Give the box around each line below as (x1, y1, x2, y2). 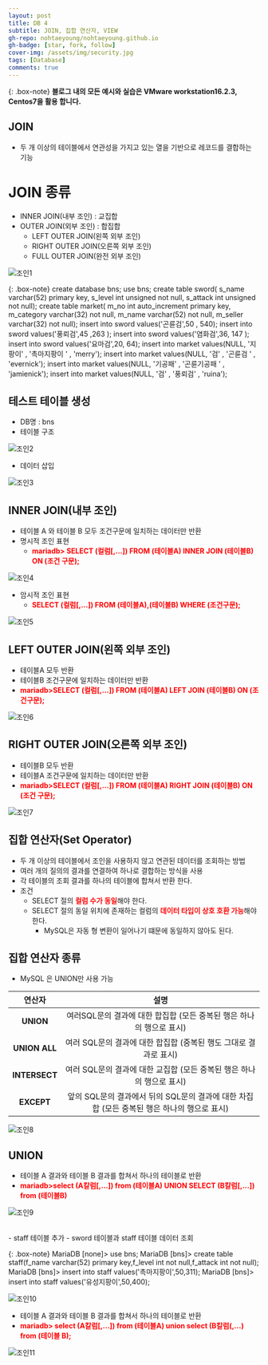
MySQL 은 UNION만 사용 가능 (19, 974, 114, 983)
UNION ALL (13, 1043, 57, 1054)
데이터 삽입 (19, 461, 55, 471)
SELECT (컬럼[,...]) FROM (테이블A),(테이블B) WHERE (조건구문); (31, 600, 241, 610)
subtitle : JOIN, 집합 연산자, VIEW (8, 26, 118, 34)
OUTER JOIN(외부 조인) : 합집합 (19, 221, 121, 231)
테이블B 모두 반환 (19, 760, 74, 770)
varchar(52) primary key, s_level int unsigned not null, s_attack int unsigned (8, 292, 256, 302)
